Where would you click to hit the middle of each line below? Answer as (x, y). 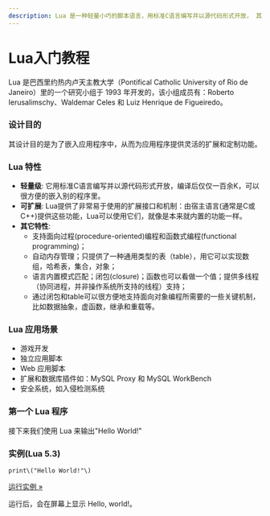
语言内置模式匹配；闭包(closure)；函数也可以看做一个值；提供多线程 (145, 277)
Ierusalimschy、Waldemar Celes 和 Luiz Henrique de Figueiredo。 (118, 102)
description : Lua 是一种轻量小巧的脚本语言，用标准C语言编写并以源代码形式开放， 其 (135, 16)
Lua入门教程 (49, 58)
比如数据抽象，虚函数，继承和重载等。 (95, 307)
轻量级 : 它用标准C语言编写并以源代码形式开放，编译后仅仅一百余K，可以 (139, 186)
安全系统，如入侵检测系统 (62, 389)
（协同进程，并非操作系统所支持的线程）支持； (109, 287)
